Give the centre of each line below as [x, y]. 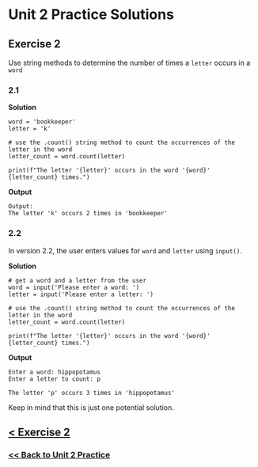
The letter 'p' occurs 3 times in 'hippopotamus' [92, 393]
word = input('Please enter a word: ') [74, 287]
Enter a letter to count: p [55, 379]
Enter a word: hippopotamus [55, 372]
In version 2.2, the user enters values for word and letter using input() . [125, 250]
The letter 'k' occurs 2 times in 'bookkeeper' [88, 214]
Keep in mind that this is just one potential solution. [91, 407]
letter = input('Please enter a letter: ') [81, 294]
